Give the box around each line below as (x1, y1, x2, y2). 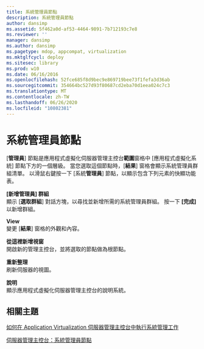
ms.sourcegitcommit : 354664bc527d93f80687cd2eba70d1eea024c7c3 (6, 83, 171, 89)
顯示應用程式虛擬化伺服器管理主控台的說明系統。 (6, 287, 129, 294)
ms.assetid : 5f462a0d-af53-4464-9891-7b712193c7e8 (6, 26, 138, 32)
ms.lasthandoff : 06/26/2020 (6, 99, 78, 105)
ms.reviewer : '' (6, 32, 47, 38)
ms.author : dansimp (6, 43, 56, 49)
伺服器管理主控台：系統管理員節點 (6, 336, 92, 344)
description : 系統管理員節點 (6, 15, 74, 21)
